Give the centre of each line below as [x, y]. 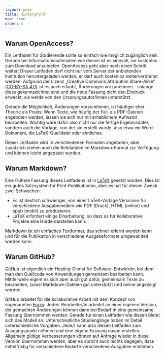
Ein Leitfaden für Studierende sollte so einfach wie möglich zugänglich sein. [82, 55]
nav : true [15, 19]
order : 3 [14, 23]
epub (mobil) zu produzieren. [42, 211]
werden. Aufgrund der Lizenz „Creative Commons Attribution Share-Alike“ [80, 81]
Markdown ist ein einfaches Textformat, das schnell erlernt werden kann [78, 231]
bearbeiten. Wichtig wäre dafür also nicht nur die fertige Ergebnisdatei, [77, 123]
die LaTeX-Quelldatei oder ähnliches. [66, 133]
